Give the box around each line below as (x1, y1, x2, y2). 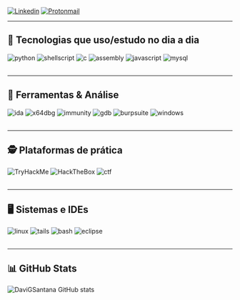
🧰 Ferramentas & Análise (7, 89, 119, 101)
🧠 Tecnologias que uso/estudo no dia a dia (7, 34, 200, 46)
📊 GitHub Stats (7, 263, 77, 275)
